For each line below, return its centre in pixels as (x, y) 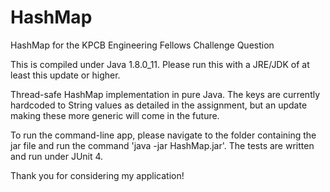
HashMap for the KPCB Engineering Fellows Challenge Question (142, 45)
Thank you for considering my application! (97, 175)
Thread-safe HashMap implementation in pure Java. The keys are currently (165, 94)
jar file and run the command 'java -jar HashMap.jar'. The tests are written (162, 145)
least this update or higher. (65, 75)
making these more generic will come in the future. (115, 115)
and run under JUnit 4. (57, 156)
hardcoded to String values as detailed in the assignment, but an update (159, 105)
